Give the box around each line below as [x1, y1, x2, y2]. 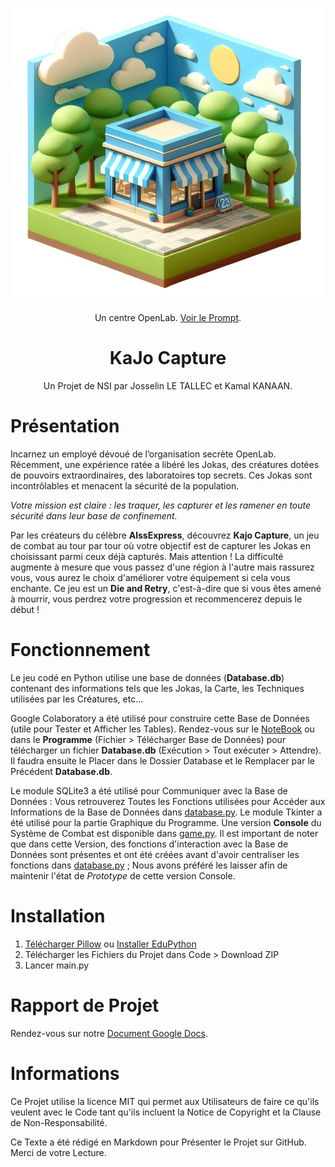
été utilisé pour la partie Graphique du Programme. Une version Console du [10, 816, 322, 828]
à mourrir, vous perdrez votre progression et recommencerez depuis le [10, 593, 303, 605]
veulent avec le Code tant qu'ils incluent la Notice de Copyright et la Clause [10, 1106, 322, 1118]
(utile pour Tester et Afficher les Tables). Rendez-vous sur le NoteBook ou [10, 723, 315, 735]
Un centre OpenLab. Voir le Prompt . [94, 312, 242, 323]
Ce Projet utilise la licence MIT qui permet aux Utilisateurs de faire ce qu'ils [10, 1095, 320, 1107]
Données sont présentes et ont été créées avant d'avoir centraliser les [10, 848, 300, 860]
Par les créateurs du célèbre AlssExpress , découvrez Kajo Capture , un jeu [10, 529, 320, 541]
